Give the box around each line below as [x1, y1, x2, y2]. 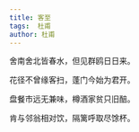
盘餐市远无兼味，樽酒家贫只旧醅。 [9, 93, 135, 104]
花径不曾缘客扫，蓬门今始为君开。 [9, 75, 135, 85]
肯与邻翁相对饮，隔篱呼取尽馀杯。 [9, 113, 135, 124]
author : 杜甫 [9, 30, 56, 39]
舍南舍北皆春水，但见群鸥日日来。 [9, 56, 135, 66]
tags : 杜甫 [9, 22, 51, 31]
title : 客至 [9, 13, 51, 22]
